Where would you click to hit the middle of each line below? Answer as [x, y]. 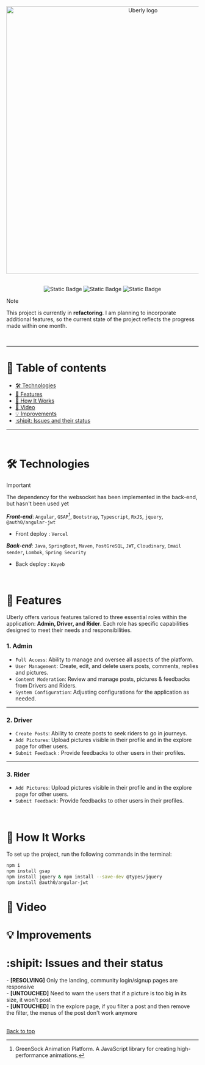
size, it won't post [28, 1000]
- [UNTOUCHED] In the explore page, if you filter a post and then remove [98, 1006]
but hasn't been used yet [38, 503]
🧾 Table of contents [56, 368]
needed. [26, 698]
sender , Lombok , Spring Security [46, 552]
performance [32, 1055]
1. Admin [19, 646]
